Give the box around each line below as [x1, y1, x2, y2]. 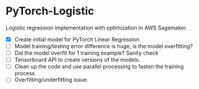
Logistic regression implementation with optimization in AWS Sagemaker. [5, 24, 188, 31]
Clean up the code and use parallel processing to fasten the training [14, 63, 184, 70]
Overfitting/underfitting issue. [14, 76, 89, 84]
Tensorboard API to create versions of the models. [14, 56, 140, 64]
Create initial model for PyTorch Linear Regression [14, 35, 140, 43]
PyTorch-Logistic [5, 4, 94, 18]
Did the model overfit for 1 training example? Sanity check [14, 49, 158, 57]
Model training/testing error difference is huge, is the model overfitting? [14, 43, 193, 49]
